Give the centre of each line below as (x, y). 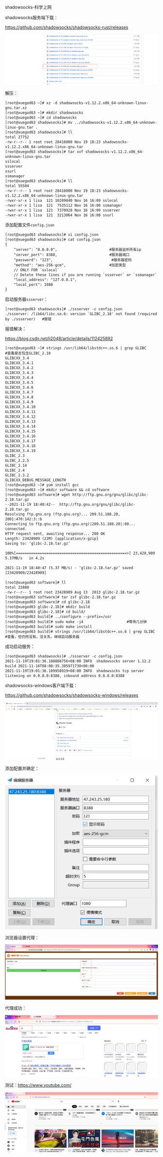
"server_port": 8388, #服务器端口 (72, 255)
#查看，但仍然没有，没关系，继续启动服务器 (42, 637)
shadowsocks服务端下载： (32, 18)
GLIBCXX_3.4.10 (20, 407)
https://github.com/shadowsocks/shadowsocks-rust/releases (67, 27)
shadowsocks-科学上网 (28, 7)
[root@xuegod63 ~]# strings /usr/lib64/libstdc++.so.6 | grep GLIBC (76, 348)
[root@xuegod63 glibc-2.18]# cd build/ (45, 612)
